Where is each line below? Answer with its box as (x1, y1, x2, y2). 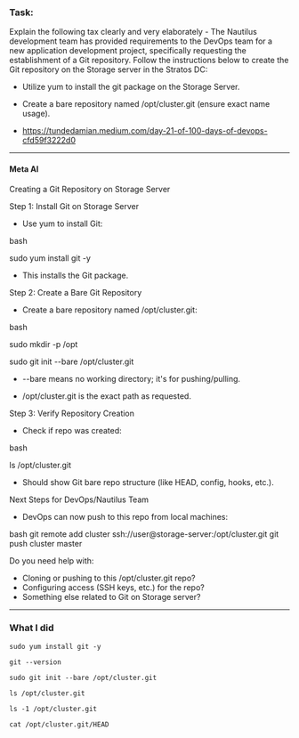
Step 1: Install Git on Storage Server (9, 200, 140, 211)
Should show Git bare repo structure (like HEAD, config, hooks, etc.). (21, 476, 274, 487)
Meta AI (9, 163, 39, 174)
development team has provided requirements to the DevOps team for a (9, 36, 273, 46)
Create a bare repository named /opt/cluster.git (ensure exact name (21, 99, 271, 109)
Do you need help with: (9, 555, 94, 566)
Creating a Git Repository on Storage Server (9, 183, 171, 194)
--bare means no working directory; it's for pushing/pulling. (21, 373, 241, 384)
